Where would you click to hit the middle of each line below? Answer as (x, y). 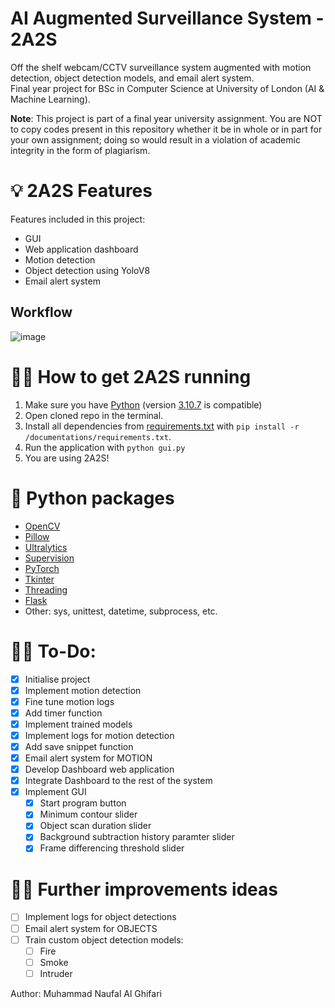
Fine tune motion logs (69, 701)
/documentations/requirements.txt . (98, 436)
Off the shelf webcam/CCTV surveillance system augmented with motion (161, 67)
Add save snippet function (79, 746)
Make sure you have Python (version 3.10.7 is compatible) (143, 404)
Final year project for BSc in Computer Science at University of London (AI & (167, 88)
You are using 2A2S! (67, 458)
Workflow (41, 312)
